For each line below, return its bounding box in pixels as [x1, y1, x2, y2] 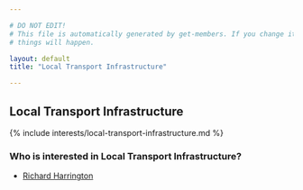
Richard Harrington [22, 170, 94, 181]
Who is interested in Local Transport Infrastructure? [9, 149, 242, 162]
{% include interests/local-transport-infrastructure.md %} [9, 127, 224, 138]
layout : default [9, 54, 70, 63]
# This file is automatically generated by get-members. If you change [9, 29, 284, 39]
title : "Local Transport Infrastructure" [9, 62, 168, 72]
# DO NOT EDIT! [9, 21, 67, 30]
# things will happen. [9, 38, 95, 47]
